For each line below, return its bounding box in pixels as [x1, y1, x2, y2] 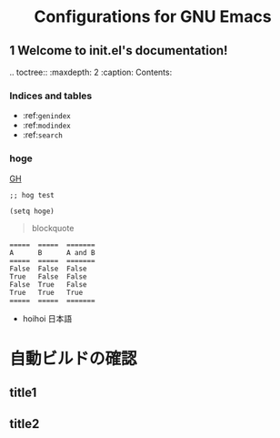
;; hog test [9, 190, 55, 199]
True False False [9, 271, 88, 281]
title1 [9, 385, 37, 401]
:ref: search [22, 129, 64, 140]
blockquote [31, 222, 75, 233]
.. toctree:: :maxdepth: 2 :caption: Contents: [9, 66, 173, 77]
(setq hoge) [9, 207, 55, 216]
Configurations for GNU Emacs [34, 6, 272, 27]
